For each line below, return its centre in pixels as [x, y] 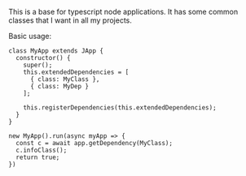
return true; [38, 157]
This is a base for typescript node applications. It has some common [123, 12]
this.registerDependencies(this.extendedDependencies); [120, 108]
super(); [38, 65]
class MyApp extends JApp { [56, 51]
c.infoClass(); [42, 150]
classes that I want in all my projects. [70, 20]
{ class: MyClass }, [65, 79]
